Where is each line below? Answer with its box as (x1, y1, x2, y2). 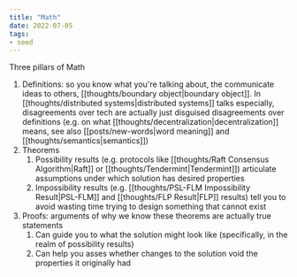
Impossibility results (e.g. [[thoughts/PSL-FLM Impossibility (34, 182, 251, 193)
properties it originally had (34, 258, 131, 268)
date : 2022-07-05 (9, 21, 73, 30)
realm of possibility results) (34, 239, 134, 250)
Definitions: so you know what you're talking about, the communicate (21, 79, 275, 89)
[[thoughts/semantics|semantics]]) (21, 135, 148, 146)
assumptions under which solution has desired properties (34, 173, 245, 184)
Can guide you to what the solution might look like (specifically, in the (34, 229, 288, 240)
